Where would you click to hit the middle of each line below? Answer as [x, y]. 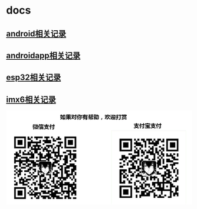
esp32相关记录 [34, 78]
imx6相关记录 [31, 99]
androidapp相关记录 [43, 55]
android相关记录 [36, 33]
